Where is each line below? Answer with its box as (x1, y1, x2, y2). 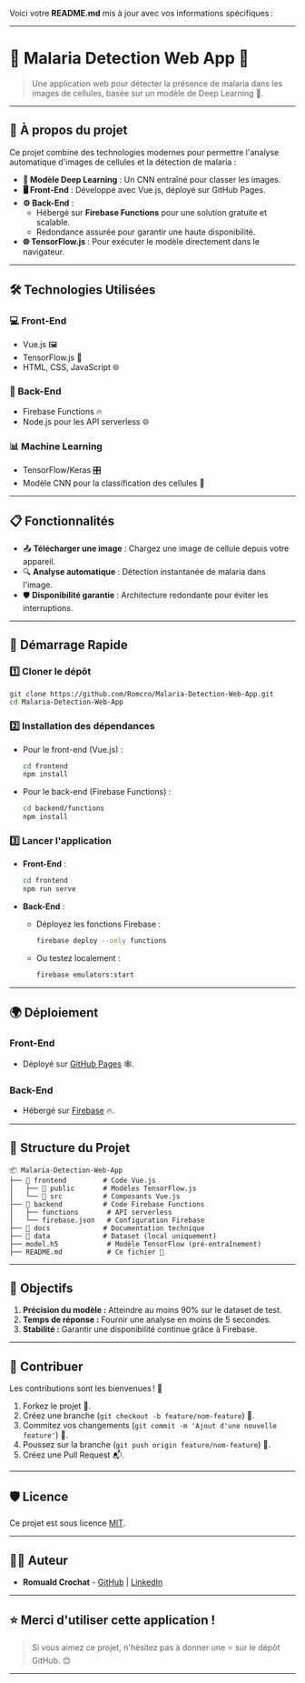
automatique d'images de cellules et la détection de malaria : (9, 156, 237, 167)
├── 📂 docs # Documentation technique (9, 1223, 205, 1233)
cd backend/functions (22, 804, 104, 813)
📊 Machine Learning (9, 440, 103, 453)
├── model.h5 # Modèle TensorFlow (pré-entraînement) (9, 1239, 261, 1248)
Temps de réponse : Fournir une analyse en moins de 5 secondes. (22, 1314, 272, 1326)
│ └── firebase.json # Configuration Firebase (9, 1216, 205, 1225)
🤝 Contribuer (9, 1358, 84, 1374)
